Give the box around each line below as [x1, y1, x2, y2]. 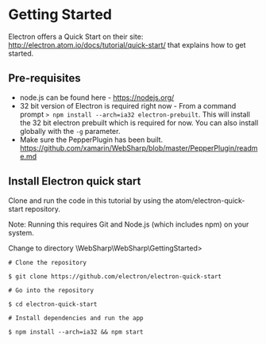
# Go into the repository [8, 286, 94, 294]
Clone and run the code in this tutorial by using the [8, 196, 174, 205]
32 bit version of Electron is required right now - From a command [19, 101, 237, 110]
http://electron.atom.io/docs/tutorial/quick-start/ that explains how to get [8, 40, 246, 49]
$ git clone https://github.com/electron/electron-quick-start [8, 272, 222, 281]
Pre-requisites [8, 71, 81, 85]
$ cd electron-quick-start [8, 300, 98, 308]
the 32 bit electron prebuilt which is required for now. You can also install [19, 117, 259, 128]
